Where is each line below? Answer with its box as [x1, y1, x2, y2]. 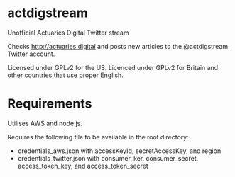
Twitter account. [7, 50, 55, 58]
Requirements [7, 96, 92, 112]
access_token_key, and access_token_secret [17, 161, 149, 170]
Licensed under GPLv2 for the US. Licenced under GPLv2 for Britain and [7, 63, 219, 72]
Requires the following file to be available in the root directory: [7, 132, 190, 141]
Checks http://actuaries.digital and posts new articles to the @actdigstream [7, 42, 229, 50]
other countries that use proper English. [7, 71, 124, 79]
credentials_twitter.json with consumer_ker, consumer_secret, [17, 154, 199, 162]
